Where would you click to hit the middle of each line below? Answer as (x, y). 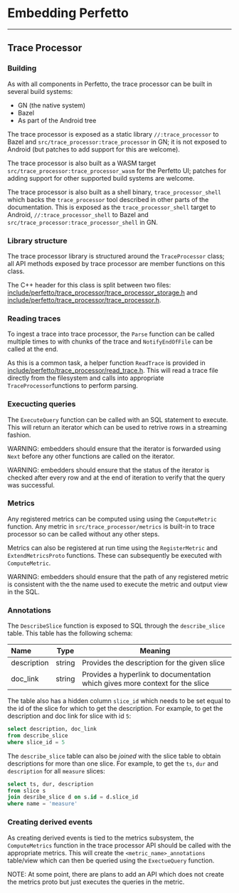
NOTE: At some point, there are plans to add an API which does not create (116, 874)
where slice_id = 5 (36, 742)
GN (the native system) (52, 105)
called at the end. (33, 349)
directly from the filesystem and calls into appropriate (86, 378)
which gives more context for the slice (145, 683)
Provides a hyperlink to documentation (146, 675)
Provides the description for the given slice (153, 663)
